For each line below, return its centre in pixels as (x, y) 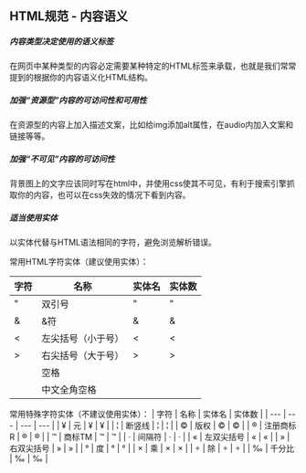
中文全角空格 (69, 390)
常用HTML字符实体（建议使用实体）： (79, 262)
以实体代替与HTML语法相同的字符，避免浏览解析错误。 (113, 242)
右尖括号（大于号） (83, 356)
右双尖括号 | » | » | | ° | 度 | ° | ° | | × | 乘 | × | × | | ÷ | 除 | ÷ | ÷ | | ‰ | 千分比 (152, 448)
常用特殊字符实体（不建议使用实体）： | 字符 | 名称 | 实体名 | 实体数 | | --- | (148, 415)
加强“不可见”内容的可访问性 (63, 159)
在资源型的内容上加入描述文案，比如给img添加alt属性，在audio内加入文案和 (152, 125)
